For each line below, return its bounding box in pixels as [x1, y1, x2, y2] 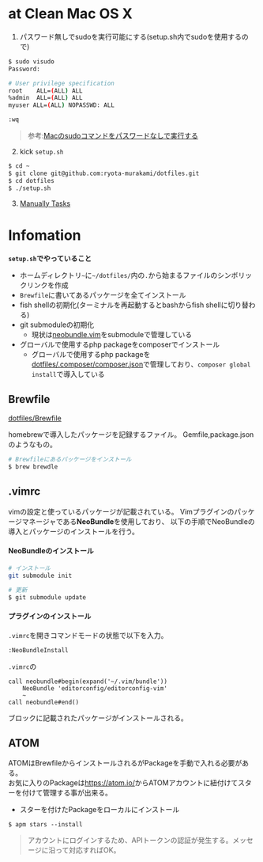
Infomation [8, 226, 81, 244]
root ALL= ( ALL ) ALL [8, 86, 83, 95]
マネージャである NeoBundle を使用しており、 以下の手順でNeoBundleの [21, 516, 255, 526]
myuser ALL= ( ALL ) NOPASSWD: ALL [8, 101, 115, 109]
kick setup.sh [19, 147, 64, 157]
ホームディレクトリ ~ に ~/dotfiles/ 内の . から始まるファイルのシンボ [19, 270, 239, 279]
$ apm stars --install [8, 821, 83, 829]
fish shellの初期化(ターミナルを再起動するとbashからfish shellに [19, 300, 228, 309]
